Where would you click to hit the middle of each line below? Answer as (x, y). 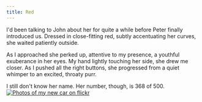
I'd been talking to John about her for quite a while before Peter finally (95, 29)
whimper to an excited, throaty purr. (51, 74)
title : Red (20, 12)
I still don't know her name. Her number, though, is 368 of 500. (86, 86)
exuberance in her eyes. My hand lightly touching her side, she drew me (97, 61)
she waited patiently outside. (43, 42)
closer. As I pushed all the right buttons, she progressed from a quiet (93, 68)
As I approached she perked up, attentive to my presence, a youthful (93, 54)
